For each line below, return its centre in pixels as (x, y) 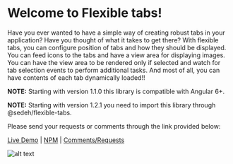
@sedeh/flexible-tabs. (40, 112)
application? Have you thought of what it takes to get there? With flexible (113, 40)
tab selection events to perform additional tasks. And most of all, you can (114, 70)
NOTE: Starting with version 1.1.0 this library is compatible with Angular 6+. (116, 91)
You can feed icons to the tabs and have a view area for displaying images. (116, 55)
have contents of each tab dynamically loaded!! (76, 77)
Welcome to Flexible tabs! (85, 13)
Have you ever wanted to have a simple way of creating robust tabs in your (116, 33)
